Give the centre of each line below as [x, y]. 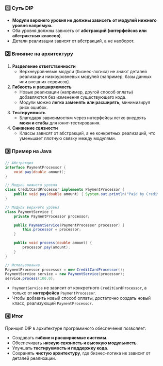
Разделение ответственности [44, 66]
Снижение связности [35, 128]
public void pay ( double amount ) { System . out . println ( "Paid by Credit [87, 194]
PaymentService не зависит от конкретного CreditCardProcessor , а [79, 288]
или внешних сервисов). [45, 81]
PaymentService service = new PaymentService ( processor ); [65, 274]
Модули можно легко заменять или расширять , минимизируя [85, 102]
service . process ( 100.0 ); [30, 279]
